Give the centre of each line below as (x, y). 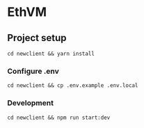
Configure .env (33, 71)
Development (31, 103)
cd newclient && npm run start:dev (59, 118)
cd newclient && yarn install (51, 54)
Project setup (37, 38)
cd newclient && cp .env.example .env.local (73, 86)
